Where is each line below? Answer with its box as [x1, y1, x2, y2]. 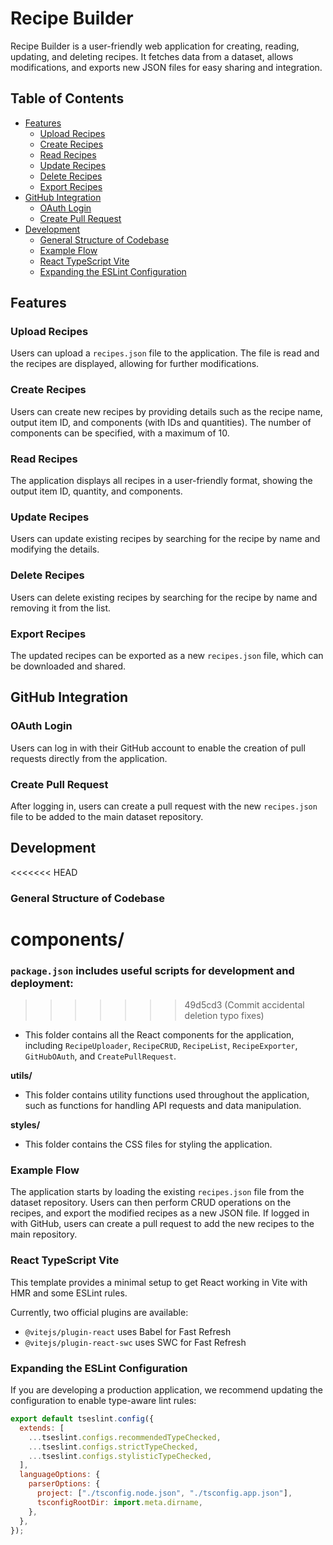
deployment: [10, 976, 74, 990]
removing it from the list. [10, 602, 112, 614]
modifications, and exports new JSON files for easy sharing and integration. [10, 61, 323, 73]
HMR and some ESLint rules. [10, 1287, 128, 1299]
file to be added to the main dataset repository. [10, 810, 204, 822]
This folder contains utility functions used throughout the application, [24, 1089, 310, 1101]
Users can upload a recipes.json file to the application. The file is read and [10, 347, 320, 359]
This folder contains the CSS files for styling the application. [24, 1138, 273, 1151]
